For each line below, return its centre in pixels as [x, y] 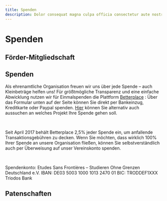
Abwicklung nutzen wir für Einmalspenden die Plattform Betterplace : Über [81, 97]
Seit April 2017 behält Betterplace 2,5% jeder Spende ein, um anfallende [79, 132]
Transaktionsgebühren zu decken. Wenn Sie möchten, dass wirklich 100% [81, 137]
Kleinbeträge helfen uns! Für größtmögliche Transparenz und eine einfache [82, 92]
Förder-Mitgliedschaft [40, 58]
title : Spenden [21, 10]
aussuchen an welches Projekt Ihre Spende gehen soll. [61, 113]
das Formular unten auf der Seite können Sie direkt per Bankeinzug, [75, 102]
